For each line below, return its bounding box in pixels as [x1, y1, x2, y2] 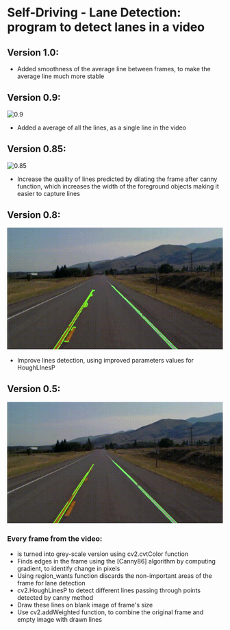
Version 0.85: [7, 143, 66, 155]
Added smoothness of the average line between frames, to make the [16, 65, 211, 73]
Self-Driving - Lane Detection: [7, 5, 181, 21]
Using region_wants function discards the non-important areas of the [16, 571, 212, 580]
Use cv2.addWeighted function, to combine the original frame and [16, 608, 204, 616]
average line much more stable [16, 72, 105, 80]
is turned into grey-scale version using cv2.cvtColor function [16, 550, 189, 558]
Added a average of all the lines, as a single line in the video [16, 123, 187, 132]
